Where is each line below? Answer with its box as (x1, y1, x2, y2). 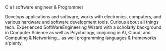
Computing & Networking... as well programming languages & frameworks (5, 35, 157, 41)
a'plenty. (5, 40, 23, 46)
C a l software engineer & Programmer (5, 4, 84, 10)
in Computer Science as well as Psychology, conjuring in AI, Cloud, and (5, 30, 151, 35)
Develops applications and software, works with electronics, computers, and (5, 14, 162, 19)
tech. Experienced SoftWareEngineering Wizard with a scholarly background (5, 24, 162, 30)
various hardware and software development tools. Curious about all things (5, 19, 159, 25)
